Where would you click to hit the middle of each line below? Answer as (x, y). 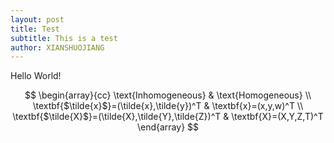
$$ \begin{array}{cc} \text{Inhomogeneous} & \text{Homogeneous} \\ (168, 95)
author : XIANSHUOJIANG (57, 47)
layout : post (37, 19)
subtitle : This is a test (64, 38)
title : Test (35, 29)
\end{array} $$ (168, 127)
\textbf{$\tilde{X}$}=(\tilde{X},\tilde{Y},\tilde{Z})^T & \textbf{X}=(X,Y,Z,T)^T (168, 117)
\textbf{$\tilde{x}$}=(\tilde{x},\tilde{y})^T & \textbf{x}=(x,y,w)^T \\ (168, 106)
